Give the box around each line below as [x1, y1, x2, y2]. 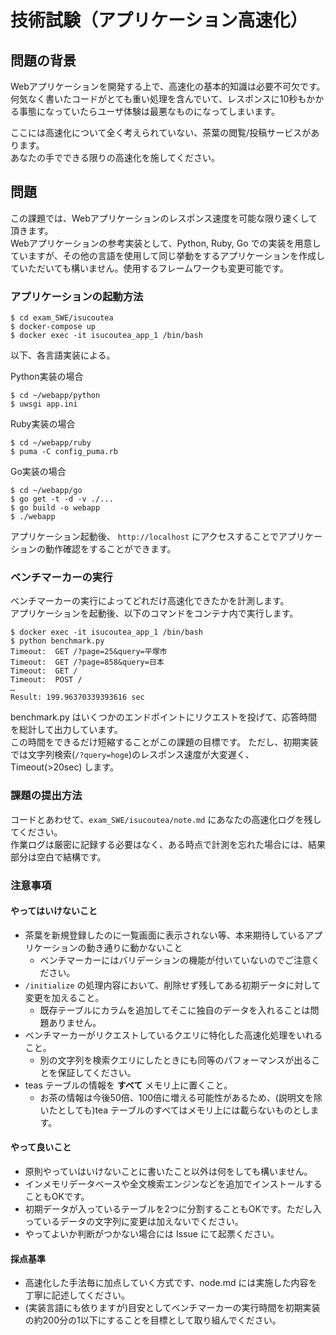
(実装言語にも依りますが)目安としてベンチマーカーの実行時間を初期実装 [24, 1302, 321, 1314]
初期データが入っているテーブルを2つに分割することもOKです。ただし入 [24, 1203, 322, 1215]
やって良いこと [10, 1141, 72, 1153]
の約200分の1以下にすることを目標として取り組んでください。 [24, 1314, 282, 1326]
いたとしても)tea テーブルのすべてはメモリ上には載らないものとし [39, 1104, 311, 1116]
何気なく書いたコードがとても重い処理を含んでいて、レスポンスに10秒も [10, 93, 307, 105]
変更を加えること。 [24, 991, 105, 1003]
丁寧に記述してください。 [24, 1289, 130, 1301]
